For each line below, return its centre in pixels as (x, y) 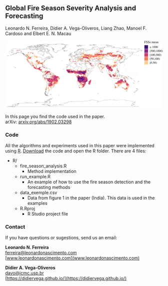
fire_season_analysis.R (43, 166)
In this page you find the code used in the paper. (55, 116)
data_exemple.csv (38, 193)
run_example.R (35, 177)
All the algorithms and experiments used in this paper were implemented (80, 146)
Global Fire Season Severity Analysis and (71, 8)
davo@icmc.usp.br (24, 273)
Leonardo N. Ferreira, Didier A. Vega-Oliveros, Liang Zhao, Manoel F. (76, 28)
